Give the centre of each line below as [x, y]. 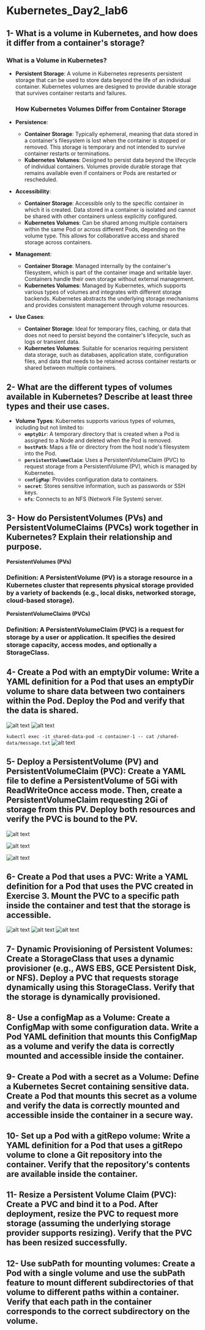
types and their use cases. [58, 406]
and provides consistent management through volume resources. [107, 305]
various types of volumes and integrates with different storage [103, 292]
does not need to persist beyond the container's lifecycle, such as [107, 335]
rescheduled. [41, 180]
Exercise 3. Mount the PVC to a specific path [93, 896]
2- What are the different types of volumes [89, 387]
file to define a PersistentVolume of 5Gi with [92, 781]
